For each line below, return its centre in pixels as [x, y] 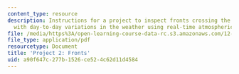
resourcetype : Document [43, 47]
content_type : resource [43, 14]
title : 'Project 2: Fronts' [49, 54]
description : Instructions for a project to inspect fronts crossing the [119, 20]
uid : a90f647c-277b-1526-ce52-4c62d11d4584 [73, 60]
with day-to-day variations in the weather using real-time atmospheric [124, 27]
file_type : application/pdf [49, 40]
